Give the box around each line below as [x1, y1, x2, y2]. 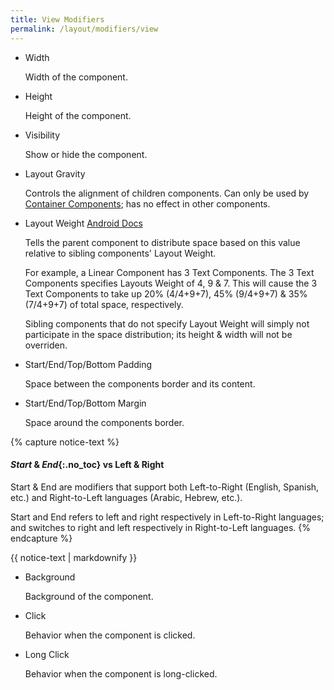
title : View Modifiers [10, 14, 105, 25]
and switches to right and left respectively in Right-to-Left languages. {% [10, 521, 312, 533]
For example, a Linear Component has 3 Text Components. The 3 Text [24, 266, 315, 278]
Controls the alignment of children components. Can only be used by [24, 187, 310, 199]
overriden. [24, 339, 68, 351]
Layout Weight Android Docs [24, 217, 143, 229]
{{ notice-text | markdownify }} [10, 551, 138, 563]
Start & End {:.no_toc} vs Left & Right [10, 459, 165, 471]
